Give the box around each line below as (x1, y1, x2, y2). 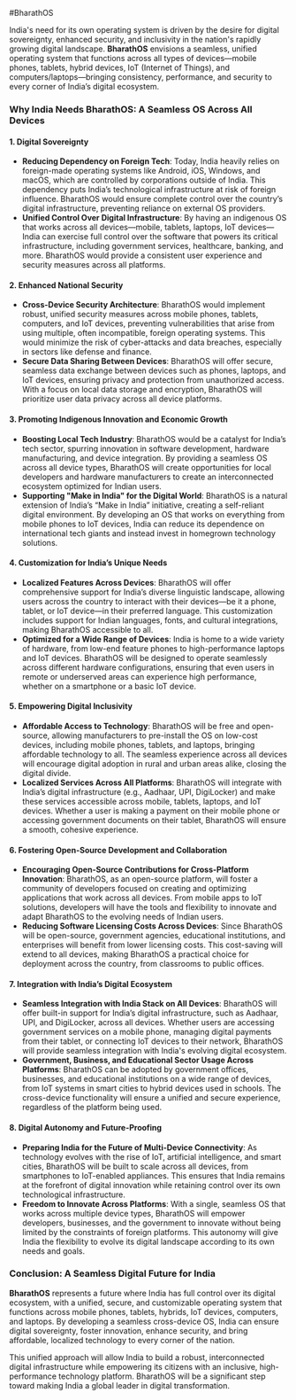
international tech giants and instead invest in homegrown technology (21, 527, 277, 539)
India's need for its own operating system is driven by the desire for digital (9, 25, 280, 35)
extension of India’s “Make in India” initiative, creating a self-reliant (21, 500, 265, 510)
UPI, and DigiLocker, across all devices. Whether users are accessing (21, 1017, 275, 1028)
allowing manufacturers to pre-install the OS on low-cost (51, 730, 258, 741)
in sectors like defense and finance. (21, 346, 152, 357)
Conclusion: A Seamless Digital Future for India (9, 1267, 216, 1279)
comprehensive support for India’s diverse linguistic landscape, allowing (21, 587, 285, 597)
